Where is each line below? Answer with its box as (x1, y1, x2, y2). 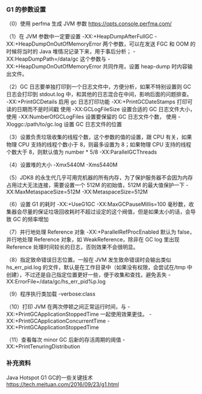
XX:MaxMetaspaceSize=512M (6, 188, 81, 196)
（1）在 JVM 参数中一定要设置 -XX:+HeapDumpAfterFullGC (6, 33, 153, 40)
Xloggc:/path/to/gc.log (6, 121, 63, 128)
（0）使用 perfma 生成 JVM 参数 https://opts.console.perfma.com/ (6, 20, 173, 28)
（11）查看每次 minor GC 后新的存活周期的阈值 (6, 336, 121, 344)
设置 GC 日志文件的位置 (63, 121, 122, 128)
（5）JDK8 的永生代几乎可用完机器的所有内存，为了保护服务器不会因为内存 (6, 174, 194, 181)
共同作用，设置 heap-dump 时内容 (102, 63, 188, 70)
